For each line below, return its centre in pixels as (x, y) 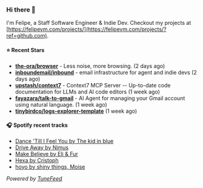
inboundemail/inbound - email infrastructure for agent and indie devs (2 (106, 72)
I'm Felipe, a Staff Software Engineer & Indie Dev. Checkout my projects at (99, 23)
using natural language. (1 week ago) (61, 104)
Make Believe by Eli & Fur (46, 153)
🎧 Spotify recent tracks (37, 125)
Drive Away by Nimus (42, 147)
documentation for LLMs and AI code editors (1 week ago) (88, 92)
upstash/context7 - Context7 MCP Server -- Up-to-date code (93, 85)
